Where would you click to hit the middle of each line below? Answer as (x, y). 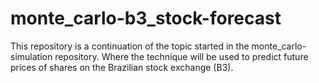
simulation (31, 56)
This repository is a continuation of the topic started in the (130, 46)
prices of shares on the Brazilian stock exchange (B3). (122, 67)
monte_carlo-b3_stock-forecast (146, 18)
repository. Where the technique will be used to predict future (181, 56)
